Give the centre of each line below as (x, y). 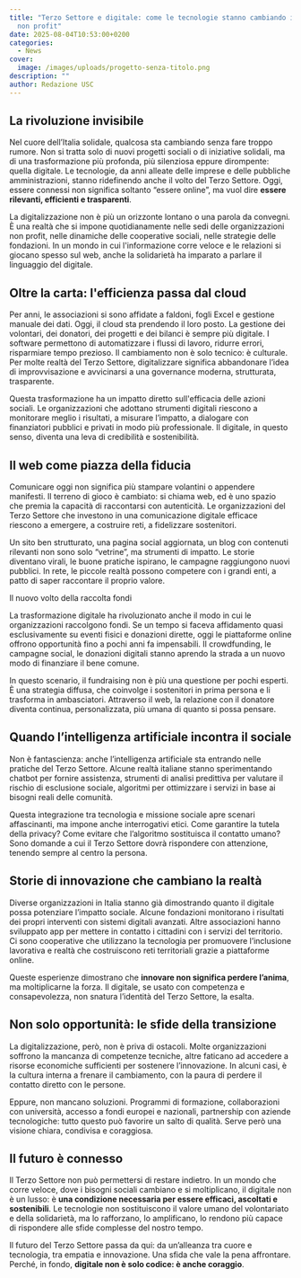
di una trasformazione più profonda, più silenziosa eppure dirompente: (139, 162)
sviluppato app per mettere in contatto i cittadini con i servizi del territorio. (146, 931)
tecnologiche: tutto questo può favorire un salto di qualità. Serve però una (146, 1121)
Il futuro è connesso (66, 1158)
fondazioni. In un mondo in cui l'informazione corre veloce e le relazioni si (146, 246)
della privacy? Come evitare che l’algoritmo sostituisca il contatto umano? (145, 833)
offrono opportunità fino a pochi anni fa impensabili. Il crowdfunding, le (140, 644)
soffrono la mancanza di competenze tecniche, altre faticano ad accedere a (149, 1055)
